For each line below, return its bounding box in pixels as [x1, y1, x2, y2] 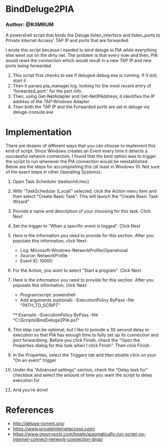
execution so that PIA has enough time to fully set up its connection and [12, 332, 159, 338]
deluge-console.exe [12, 109, 54, 115]
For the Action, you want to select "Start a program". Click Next [12, 268, 141, 274]
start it [12, 78, 26, 83]
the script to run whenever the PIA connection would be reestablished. [5, 159, 149, 164]
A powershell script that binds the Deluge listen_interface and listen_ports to [5, 32, 161, 38]
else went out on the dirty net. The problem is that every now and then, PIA [5, 52, 158, 58]
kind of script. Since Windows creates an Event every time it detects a [5, 148, 148, 154]
